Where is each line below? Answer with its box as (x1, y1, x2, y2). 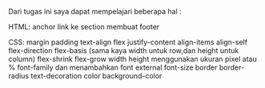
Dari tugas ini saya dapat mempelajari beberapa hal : (8, 7, 182, 16)
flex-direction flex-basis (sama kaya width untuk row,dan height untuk (8, 46, 239, 55)
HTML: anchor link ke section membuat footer (8, 22, 160, 31)
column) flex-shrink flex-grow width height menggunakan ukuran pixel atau (8, 55, 258, 63)
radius (8, 71, 30, 80)
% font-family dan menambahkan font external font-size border (8, 63, 218, 72)
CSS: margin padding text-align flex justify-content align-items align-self (8, 37, 248, 47)
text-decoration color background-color (30, 71, 163, 80)
